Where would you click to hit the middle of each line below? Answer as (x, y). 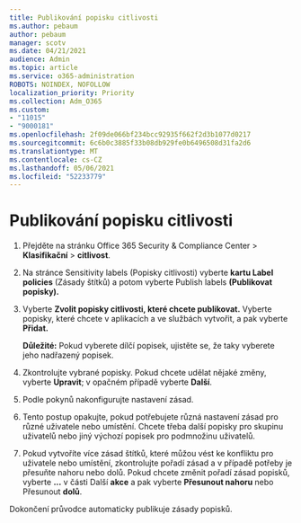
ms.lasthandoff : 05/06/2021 (62, 168)
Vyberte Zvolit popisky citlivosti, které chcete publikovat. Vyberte (147, 309)
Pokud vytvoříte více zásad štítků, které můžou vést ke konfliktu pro (148, 454)
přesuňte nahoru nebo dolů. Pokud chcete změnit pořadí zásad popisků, (156, 473)
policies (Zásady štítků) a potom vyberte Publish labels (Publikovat (147, 282)
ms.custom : (30, 110)
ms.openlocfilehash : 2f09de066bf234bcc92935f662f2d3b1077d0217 (130, 135)
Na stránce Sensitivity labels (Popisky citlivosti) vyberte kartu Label (148, 273)
